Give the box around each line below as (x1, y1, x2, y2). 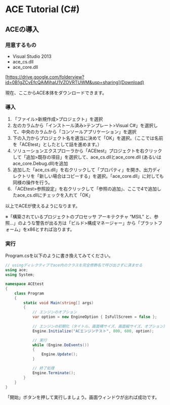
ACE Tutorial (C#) (5, 4, 80, 15)
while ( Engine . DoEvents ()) (32, 342, 90, 348)
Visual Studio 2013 (12, 53, 52, 59)
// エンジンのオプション (32, 310, 77, 315)
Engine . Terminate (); (32, 370, 76, 376)
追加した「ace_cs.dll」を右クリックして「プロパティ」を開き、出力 (12, 167, 153, 173)
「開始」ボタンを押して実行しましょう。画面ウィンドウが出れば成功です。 (5, 394, 160, 400)
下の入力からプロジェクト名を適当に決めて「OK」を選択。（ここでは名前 (12, 135, 163, 141)
